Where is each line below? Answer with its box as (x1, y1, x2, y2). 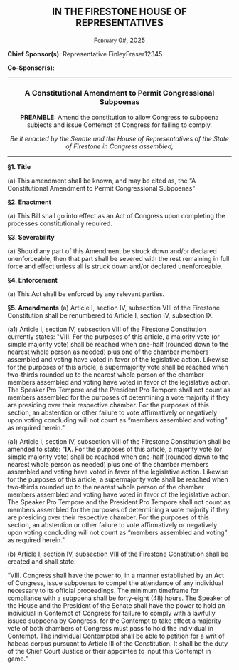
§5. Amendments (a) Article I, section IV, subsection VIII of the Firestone (7, 303, 221, 313)
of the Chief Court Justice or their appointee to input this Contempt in (7, 647, 211, 656)
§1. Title (7, 163, 31, 171)
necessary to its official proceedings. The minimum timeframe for (7, 587, 199, 595)
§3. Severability (7, 233, 55, 242)
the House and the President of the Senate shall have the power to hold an (7, 602, 225, 610)
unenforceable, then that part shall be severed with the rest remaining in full (7, 255, 230, 263)
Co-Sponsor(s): (7, 64, 55, 72)
